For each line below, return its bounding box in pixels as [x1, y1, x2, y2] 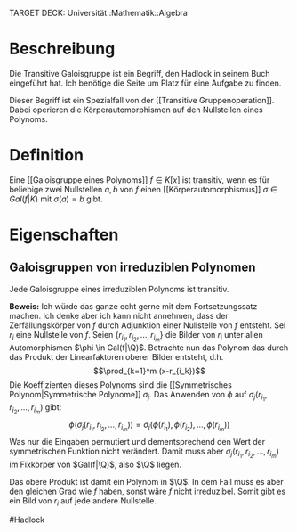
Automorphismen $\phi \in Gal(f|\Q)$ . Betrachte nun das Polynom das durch [9, 342, 289, 353]
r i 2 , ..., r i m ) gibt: [9, 402, 62, 416]
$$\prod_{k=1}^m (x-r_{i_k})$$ [92, 365, 206, 376]
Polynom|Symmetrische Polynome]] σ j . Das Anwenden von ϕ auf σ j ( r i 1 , [9, 389, 268, 404]
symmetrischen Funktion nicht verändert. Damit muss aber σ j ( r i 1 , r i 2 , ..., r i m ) [9, 446, 280, 460]
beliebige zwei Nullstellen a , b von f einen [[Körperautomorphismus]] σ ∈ [9, 184, 277, 194]
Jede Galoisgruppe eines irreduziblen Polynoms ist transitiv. [9, 283, 229, 294]
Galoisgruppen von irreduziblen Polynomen [9, 260, 256, 275]
